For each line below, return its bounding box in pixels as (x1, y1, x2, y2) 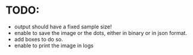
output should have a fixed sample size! (14, 23, 112, 30)
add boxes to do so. (14, 35, 63, 43)
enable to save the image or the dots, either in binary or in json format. (14, 29, 187, 36)
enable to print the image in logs (14, 42, 94, 49)
